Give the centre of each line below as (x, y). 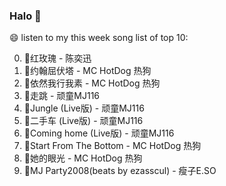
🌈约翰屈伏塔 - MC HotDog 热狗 (87, 71)
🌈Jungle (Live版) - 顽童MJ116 (84, 108)
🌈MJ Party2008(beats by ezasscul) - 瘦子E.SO (120, 171)
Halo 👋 (25, 16)
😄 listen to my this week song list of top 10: (99, 38)
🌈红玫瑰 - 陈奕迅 (57, 58)
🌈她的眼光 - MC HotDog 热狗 (83, 158)
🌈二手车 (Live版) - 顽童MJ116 (83, 121)
